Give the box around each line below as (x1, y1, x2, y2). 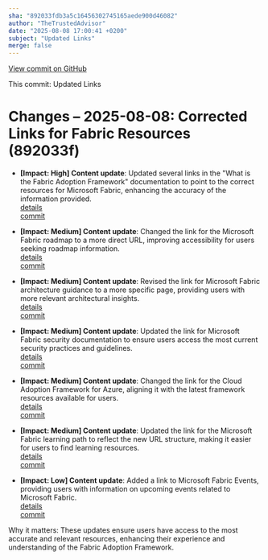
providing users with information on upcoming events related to (19, 484, 231, 494)
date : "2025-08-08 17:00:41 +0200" (8, 27, 128, 35)
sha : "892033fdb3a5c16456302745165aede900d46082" (8, 11, 179, 20)
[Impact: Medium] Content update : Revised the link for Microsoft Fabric (19, 277, 260, 286)
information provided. (19, 194, 93, 204)
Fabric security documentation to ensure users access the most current (19, 335, 258, 344)
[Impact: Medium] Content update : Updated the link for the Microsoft (19, 426, 253, 435)
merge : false (8, 42, 52, 50)
